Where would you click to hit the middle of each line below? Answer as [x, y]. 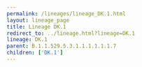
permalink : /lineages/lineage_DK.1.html [66, 14]
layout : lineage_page [38, 20]
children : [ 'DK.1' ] [35, 53]
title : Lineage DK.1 [37, 27]
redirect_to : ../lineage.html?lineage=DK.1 [71, 33]
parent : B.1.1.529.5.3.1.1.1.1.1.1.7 [62, 46]
